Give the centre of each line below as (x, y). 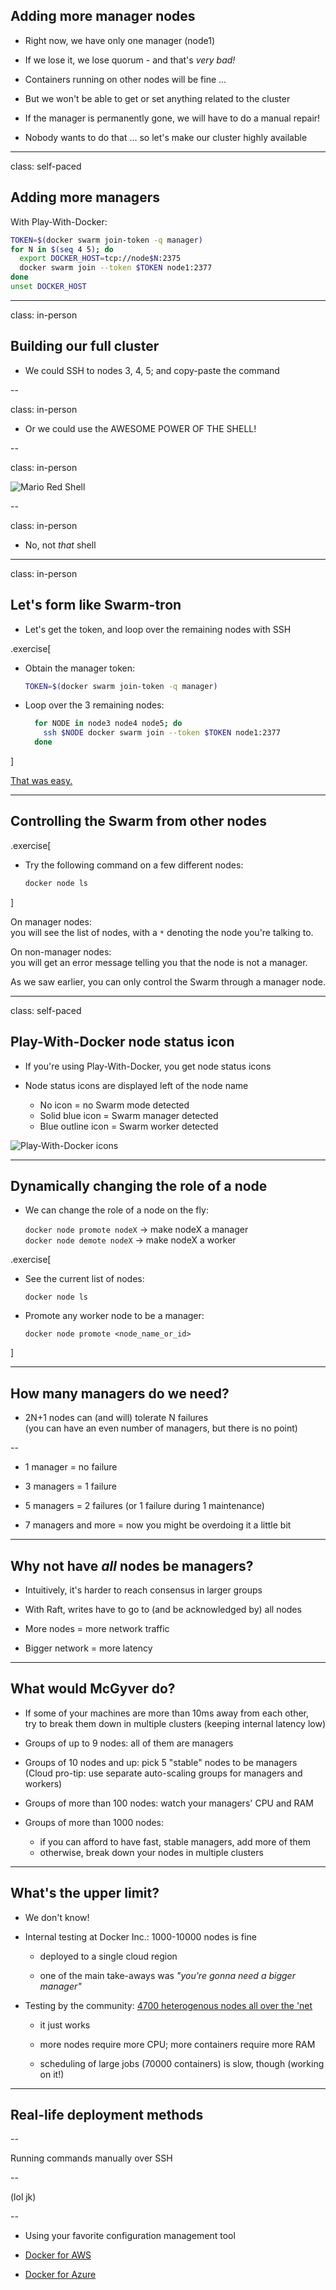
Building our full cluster (85, 346)
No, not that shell (60, 545)
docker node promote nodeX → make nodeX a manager (136, 1230)
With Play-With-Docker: (59, 221)
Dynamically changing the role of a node (139, 1185)
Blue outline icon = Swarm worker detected (129, 1126)
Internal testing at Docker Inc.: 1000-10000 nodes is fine (140, 1936)
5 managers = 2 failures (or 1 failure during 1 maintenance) (144, 1506)
